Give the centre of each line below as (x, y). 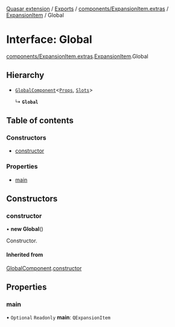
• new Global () (25, 229)
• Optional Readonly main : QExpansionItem (58, 317)
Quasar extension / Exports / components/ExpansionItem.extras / (87, 9)
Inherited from (25, 255)
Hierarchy (25, 75)
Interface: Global (49, 40)
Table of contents (40, 121)
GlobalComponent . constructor (44, 268)
